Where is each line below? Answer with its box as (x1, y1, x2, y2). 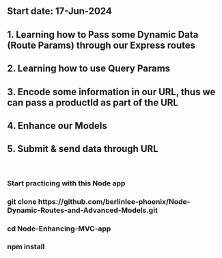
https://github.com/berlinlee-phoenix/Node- (38, 196, 191, 206)
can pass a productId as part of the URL (7, 96, 179, 108)
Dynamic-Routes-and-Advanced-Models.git (7, 205, 158, 215)
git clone (7, 196, 37, 206)
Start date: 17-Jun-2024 (7, 5, 113, 17)
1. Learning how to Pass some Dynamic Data (7, 29, 199, 40)
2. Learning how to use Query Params (7, 63, 171, 75)
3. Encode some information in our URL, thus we (7, 86, 216, 98)
